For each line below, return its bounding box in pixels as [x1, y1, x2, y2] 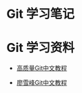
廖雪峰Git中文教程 [16, 79, 68, 87]
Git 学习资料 [6, 40, 75, 55]
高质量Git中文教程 [16, 64, 68, 72]
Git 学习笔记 [6, 6, 75, 22]
